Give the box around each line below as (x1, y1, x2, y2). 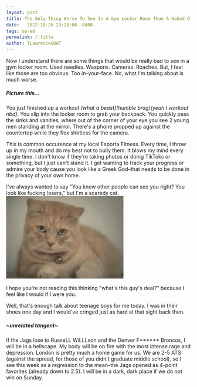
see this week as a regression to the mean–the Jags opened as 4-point (6, 361, 178, 368)
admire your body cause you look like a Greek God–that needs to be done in (6, 165, 189, 173)
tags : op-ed (6, 28, 35, 34)
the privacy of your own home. (6, 171, 80, 179)
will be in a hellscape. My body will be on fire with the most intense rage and (6, 342, 191, 349)
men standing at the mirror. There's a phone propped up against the (6, 123, 170, 130)
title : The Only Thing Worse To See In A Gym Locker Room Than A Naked (6, 15, 185, 22)
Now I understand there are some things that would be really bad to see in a (6, 58, 189, 64)
